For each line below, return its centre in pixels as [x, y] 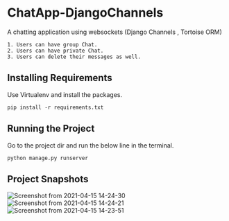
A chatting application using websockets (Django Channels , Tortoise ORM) [114, 32]
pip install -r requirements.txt [56, 107]
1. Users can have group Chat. [52, 44]
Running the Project [51, 129]
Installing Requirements [60, 78]
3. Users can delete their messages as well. [74, 57]
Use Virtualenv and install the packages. [65, 94]
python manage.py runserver [48, 158]
